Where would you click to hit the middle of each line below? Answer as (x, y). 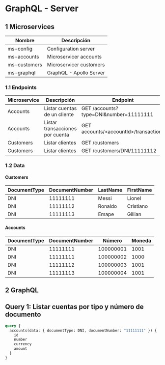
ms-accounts (23, 57)
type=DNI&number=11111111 (117, 114)
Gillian (134, 214)
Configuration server (71, 49)
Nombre (25, 41)
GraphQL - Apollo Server (76, 73)
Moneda (141, 240)
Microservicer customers (76, 65)
